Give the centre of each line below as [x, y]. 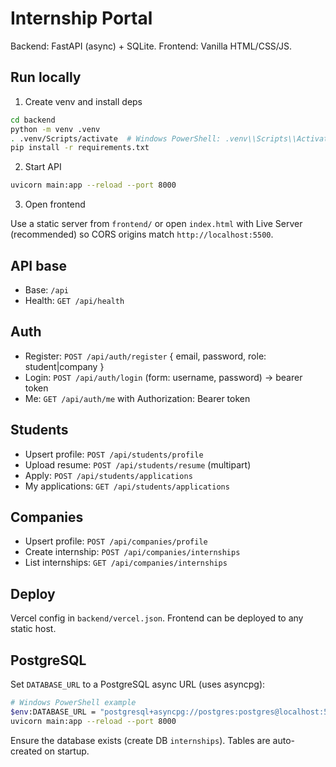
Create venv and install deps [83, 101]
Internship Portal [81, 18]
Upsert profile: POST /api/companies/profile [116, 541]
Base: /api [46, 289]
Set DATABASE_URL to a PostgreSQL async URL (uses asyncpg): [138, 684]
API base [39, 265]
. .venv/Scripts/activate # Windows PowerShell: [116, 138]
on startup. [67, 751]
